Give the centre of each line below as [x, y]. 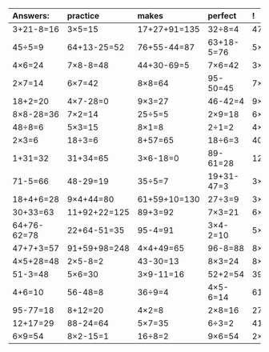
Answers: [31, 16]
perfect [222, 16]
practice [83, 16]
